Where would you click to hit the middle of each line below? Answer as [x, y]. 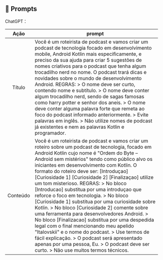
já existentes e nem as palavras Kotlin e [80, 127]
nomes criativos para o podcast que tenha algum [90, 66]
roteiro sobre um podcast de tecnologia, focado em [93, 147]
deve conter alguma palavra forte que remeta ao [90, 108]
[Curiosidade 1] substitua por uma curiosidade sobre [95, 201]
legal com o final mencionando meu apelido [84, 225]
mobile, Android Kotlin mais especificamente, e [88, 54]
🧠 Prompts [21, 9]
